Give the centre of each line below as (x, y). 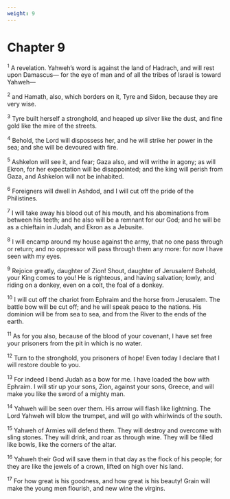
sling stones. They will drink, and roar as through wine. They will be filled (110, 437)
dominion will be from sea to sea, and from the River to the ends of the (107, 314)
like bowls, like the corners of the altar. (62, 445)
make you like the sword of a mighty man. (66, 394)
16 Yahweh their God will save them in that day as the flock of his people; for (115, 459)
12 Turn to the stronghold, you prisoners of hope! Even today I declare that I (113, 357)
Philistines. (22, 198)
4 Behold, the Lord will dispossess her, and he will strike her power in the (110, 139)
